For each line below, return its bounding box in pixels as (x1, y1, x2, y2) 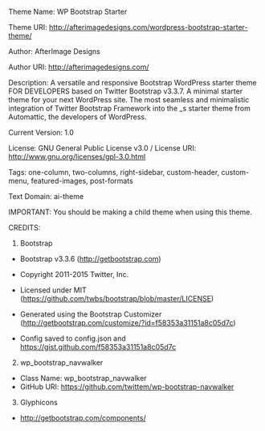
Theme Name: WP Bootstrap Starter (8, 7, 128, 16)
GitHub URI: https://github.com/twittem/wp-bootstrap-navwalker (19, 382, 234, 392)
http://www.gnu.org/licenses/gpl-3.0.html (8, 152, 146, 161)
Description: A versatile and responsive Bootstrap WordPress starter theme (8, 78, 257, 87)
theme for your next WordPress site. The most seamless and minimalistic (8, 95, 250, 104)
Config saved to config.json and (19, 334, 126, 343)
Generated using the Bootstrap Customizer (19, 309, 162, 319)
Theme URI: (8, 23, 48, 31)
